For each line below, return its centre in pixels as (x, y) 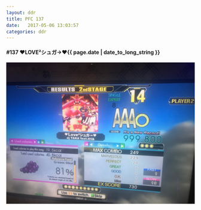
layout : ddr (21, 13)
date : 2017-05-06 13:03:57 (42, 25)
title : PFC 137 (25, 19)
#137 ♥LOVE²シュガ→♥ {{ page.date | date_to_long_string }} (83, 52)
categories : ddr (26, 32)
